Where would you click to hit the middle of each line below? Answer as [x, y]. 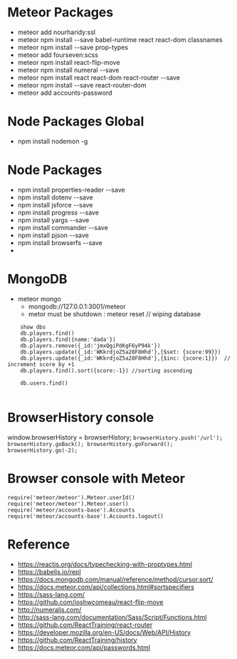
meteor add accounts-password [65, 93]
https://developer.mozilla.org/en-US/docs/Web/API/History [104, 632]
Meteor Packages [60, 12]
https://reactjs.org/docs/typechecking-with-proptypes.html [105, 564]
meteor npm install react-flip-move [69, 62]
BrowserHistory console [81, 417]
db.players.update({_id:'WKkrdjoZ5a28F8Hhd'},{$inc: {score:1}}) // [126, 358]
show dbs [33, 327]
